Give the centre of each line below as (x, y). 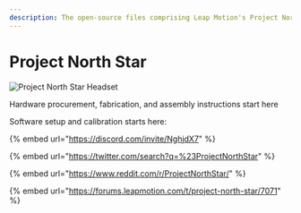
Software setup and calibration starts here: (88, 121)
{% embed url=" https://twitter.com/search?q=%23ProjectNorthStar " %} (142, 156)
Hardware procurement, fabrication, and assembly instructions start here (144, 104)
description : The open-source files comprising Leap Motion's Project (144, 17)
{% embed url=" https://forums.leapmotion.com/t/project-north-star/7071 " (145, 191)
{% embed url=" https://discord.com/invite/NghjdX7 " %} (113, 139)
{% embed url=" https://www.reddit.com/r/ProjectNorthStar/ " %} (128, 173)
